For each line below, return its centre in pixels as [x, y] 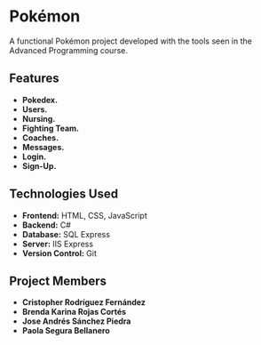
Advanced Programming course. [69, 50]
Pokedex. [40, 100]
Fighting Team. [51, 128]
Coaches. [40, 137]
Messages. [43, 147]
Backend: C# [46, 225]
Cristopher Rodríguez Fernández [84, 302]
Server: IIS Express [58, 244]
